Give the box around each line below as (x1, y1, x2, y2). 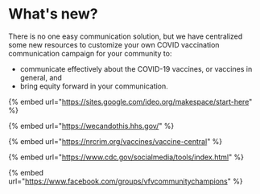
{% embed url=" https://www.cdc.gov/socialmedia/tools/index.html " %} (8, 152, 244, 162)
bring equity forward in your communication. (19, 81, 169, 91)
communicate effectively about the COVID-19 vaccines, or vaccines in (19, 64, 253, 73)
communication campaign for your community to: (8, 48, 172, 58)
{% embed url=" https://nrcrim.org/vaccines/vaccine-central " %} (8, 136, 223, 146)
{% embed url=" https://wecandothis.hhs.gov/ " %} (8, 121, 175, 130)
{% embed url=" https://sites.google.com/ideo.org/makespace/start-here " (8, 97, 253, 106)
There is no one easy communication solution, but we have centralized (8, 31, 243, 41)
